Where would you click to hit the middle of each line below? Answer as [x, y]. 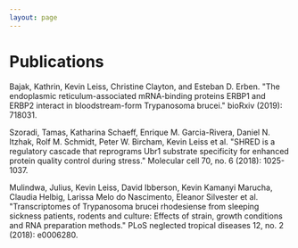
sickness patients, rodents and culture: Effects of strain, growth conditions [146, 216]
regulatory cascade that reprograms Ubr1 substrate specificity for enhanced [149, 151]
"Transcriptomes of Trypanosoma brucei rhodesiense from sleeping [134, 206]
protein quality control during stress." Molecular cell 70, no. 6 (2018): [135, 161]
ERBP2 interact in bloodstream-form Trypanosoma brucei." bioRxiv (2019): [146, 105]
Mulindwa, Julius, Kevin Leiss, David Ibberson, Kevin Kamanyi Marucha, [141, 187]
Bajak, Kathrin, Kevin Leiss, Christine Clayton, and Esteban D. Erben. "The [145, 87]
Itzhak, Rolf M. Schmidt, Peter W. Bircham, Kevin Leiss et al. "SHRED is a [142, 141]
